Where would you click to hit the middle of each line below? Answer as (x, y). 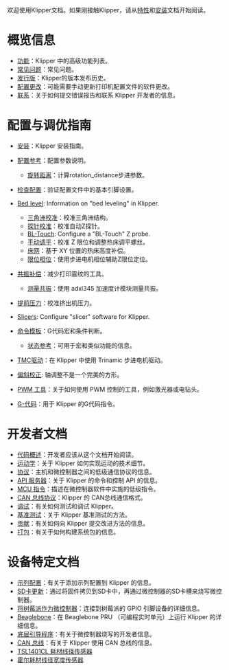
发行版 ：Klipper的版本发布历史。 (63, 78)
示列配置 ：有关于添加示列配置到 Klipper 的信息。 (86, 582)
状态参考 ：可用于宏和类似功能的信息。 (81, 345)
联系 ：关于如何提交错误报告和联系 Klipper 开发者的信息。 (98, 95)
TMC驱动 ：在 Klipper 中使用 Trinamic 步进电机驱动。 (92, 360)
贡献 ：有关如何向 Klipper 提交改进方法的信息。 (83, 523)
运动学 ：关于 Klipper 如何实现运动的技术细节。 (83, 463)
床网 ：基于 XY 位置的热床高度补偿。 (78, 250)
